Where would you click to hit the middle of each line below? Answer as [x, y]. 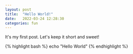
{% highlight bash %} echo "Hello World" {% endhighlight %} [66, 46]
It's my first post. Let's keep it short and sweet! [52, 37]
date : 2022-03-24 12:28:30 [35, 18]
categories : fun [21, 23]
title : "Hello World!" [29, 14]
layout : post [18, 9]
